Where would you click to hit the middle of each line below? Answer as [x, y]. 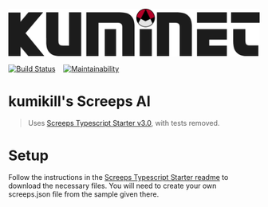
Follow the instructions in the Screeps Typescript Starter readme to [118, 178]
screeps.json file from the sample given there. [84, 194]
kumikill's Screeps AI [80, 101]
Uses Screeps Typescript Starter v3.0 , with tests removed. [124, 123]
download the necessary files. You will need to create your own [112, 186]
